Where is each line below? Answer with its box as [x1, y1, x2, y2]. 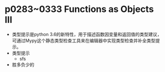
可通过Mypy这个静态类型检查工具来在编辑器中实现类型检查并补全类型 [12, 37, 156, 43]
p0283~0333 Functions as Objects [5, 3, 154, 15]
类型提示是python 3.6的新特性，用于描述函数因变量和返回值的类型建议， [12, 31, 162, 37]
